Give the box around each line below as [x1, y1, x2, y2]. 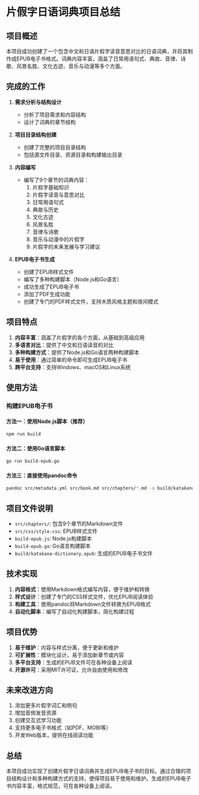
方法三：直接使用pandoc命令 [6, 472, 78, 479]
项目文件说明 [6, 503, 53, 513]
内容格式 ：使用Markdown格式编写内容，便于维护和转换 [14, 586, 150, 593]
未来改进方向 [6, 685, 53, 695]
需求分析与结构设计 [14, 98, 62, 106]
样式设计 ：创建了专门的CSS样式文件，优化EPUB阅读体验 [14, 593, 153, 600]
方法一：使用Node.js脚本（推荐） [6, 418, 88, 425]
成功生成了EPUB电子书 [23, 283, 79, 290]
